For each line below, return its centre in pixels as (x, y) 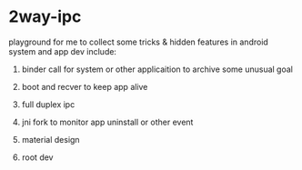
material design (50, 139)
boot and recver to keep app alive (85, 86)
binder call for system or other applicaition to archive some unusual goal (157, 69)
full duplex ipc (48, 104)
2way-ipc (45, 17)
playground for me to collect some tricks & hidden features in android (139, 42)
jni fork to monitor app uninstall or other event (107, 122)
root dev (37, 157)
